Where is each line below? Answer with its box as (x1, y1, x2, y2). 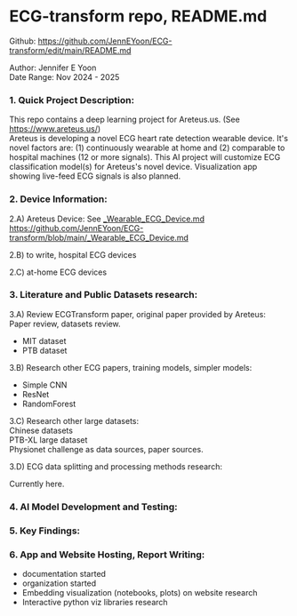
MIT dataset (21, 335, 67, 346)
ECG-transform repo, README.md (9, 6, 268, 27)
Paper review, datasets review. (9, 318, 122, 329)
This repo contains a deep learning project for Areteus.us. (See (9, 114, 240, 125)
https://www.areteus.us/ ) (9, 124, 101, 134)
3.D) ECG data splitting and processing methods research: (9, 460, 222, 472)
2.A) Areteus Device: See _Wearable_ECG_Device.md (9, 213, 205, 224)
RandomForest (21, 398, 76, 409)
